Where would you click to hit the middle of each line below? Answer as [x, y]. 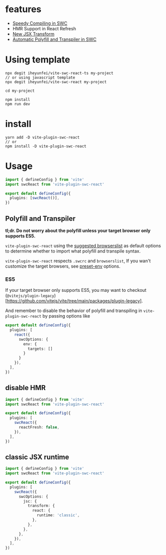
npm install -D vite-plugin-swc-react [46, 146]
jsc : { [30, 501]
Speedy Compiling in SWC [40, 23]
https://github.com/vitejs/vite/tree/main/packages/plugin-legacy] [74, 301]
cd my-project [20, 91]
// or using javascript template [40, 77]
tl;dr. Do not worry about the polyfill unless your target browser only [78, 230]
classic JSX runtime [37, 457]
